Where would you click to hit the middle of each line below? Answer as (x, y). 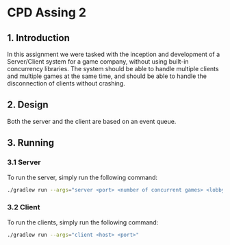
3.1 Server (24, 162)
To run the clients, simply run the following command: (83, 222)
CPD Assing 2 (47, 13)
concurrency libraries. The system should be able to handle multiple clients (113, 69)
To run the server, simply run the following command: (82, 177)
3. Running (31, 143)
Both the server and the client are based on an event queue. (92, 121)
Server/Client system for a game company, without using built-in (98, 62)
